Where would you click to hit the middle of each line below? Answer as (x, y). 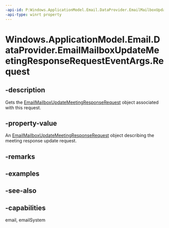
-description (25, 90)
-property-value (31, 123)
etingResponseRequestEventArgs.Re (84, 61)
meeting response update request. (41, 141)
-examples (22, 174)
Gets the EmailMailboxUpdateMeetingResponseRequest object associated (82, 102)
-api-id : (14, 10)
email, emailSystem (25, 220)
